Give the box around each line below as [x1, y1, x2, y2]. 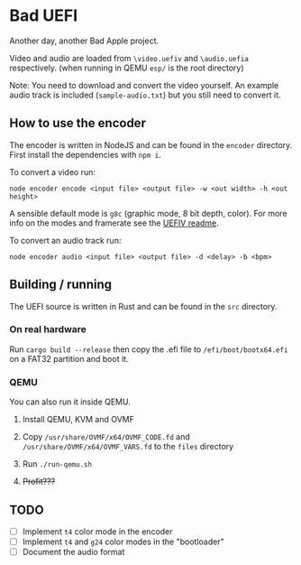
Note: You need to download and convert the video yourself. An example [9, 79, 279, 90]
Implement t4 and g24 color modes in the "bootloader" [22, 536, 224, 547]
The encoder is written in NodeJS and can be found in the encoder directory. [9, 139, 293, 150]
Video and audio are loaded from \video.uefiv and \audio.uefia [9, 52, 250, 63]
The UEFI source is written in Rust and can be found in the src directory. [9, 301, 278, 311]
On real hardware [9, 323, 87, 336]
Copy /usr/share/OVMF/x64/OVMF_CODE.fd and [22, 431, 191, 442]
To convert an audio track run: [9, 235, 122, 245]
